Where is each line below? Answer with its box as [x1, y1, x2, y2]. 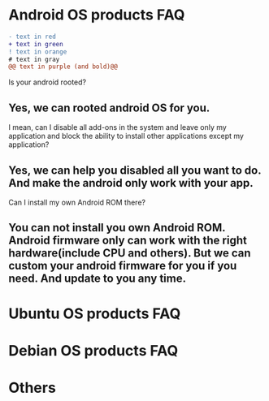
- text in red [8, 32, 57, 41]
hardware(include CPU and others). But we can [8, 246, 251, 261]
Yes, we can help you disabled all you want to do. [8, 163, 262, 177]
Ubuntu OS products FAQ [8, 304, 181, 322]
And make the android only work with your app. [8, 176, 254, 190]
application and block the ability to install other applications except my [8, 132, 244, 141]
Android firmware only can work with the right [8, 234, 248, 248]
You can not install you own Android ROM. [8, 221, 226, 235]
